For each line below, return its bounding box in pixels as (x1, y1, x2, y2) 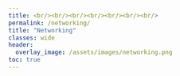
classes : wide (8, 33, 56, 42)
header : (8, 41, 34, 49)
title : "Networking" (8, 26, 77, 34)
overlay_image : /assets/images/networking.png (15, 48, 173, 56)
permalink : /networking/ (8, 19, 91, 27)
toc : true (8, 56, 41, 64)
